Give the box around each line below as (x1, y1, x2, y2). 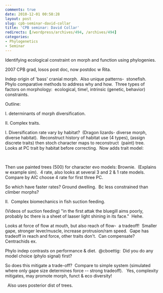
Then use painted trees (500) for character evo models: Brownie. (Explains (5, 164, 157, 170)
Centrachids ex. (5, 238, 37, 244)
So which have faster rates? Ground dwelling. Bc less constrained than (5, 184, 148, 190)
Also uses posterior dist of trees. (7, 282, 73, 288)
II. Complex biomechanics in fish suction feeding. (5, 199, 105, 204)
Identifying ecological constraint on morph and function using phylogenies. (5, 57, 156, 63)
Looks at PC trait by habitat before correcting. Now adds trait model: (5, 145, 144, 151)
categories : (5, 35, 29, 40)
